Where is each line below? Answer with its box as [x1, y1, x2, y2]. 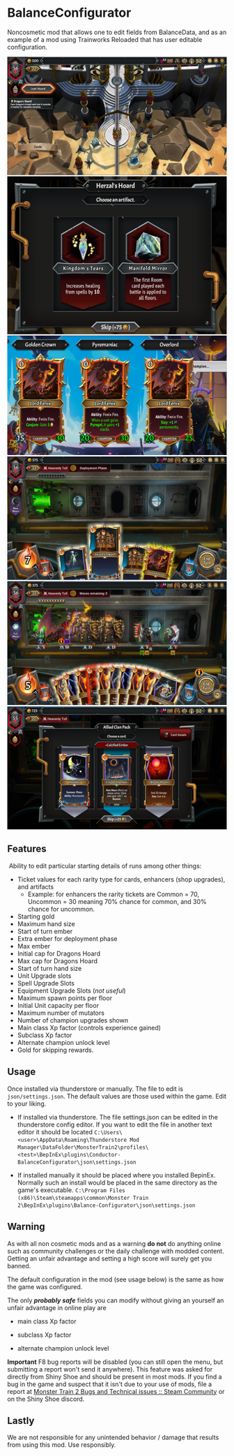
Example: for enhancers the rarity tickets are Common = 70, [27, 890, 200, 898]
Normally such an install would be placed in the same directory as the [17, 1178, 217, 1187]
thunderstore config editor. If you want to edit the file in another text [17, 1120, 212, 1129]
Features [7, 843, 47, 855]
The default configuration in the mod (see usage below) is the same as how [7, 1275, 224, 1284]
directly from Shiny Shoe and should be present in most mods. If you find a [7, 1372, 222, 1381]
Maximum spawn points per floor [17, 993, 113, 1002]
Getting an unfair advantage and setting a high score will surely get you [7, 1254, 212, 1263]
